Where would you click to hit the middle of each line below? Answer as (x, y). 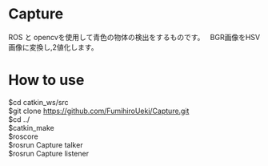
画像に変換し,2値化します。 (53, 47)
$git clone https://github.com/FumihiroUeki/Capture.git (99, 111)
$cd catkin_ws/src (39, 102)
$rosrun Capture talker (46, 144)
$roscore (23, 136)
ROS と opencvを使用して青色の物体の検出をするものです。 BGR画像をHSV (134, 37)
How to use (46, 80)
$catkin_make (31, 128)
